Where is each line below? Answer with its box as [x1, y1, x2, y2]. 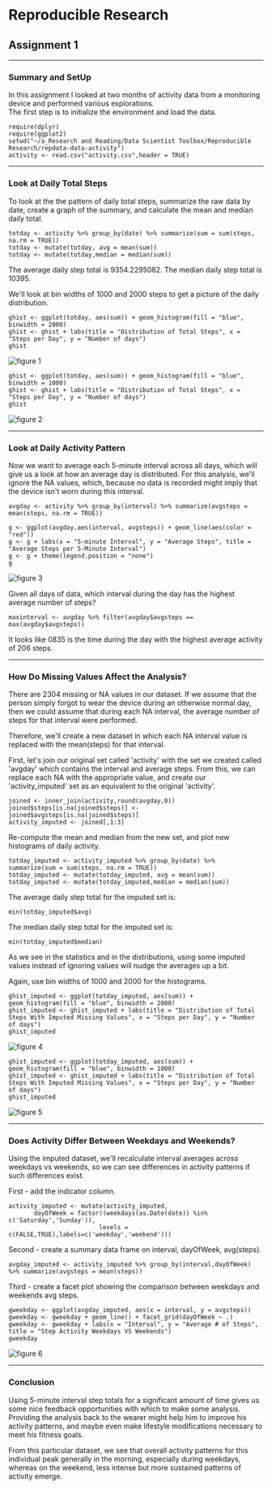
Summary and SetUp [8, 71, 91, 83]
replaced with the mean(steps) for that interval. [8, 740, 166, 750]
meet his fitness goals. [8, 1430, 84, 1440]
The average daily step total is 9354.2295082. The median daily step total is [8, 265, 262, 274]
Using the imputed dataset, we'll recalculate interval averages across [8, 1154, 239, 1164]
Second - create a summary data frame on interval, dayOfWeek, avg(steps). [8, 1245, 261, 1254]
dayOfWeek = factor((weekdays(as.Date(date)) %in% [33, 1209, 208, 1218]
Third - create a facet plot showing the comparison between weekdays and [8, 1282, 260, 1292]
